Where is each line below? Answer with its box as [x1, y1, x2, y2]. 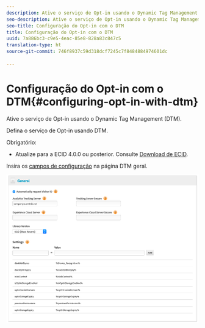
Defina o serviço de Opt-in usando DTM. [6, 127, 109, 134]
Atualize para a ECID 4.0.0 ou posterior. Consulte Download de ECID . [15, 150, 189, 158]
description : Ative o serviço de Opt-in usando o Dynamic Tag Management [6, 10, 198, 16]
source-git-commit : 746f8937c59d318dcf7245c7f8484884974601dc [6, 49, 168, 55]
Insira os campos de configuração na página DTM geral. [6, 162, 148, 169]
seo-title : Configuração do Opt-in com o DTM [6, 23, 124, 29]
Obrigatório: [6, 138, 37, 146]
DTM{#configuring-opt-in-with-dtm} [6, 94, 198, 109]
